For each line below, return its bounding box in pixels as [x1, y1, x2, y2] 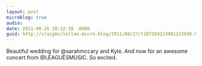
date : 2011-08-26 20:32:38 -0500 [6, 25, 90, 32]
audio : [6, 20, 23, 26]
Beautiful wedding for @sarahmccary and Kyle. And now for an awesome [6, 47, 188, 55]
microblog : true [6, 14, 47, 20]
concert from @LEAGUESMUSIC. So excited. [6, 54, 117, 61]
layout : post [6, 8, 39, 15]
